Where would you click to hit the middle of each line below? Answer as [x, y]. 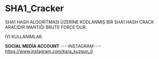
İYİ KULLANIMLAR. [24, 37]
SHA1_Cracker [34, 9]
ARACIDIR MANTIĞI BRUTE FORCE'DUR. [46, 27]
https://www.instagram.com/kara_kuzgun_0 [49, 51]
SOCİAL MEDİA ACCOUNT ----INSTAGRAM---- [53, 46]
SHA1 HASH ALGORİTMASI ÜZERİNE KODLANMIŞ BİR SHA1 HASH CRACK [79, 22]
